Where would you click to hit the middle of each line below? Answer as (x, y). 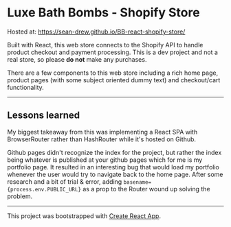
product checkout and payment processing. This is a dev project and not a (113, 52)
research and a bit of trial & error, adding (65, 181)
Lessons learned (44, 116)
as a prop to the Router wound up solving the (146, 189)
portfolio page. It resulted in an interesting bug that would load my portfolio (113, 167)
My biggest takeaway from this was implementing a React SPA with (102, 132)
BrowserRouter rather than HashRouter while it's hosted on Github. (102, 139)
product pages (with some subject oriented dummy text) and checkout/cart (114, 80)
